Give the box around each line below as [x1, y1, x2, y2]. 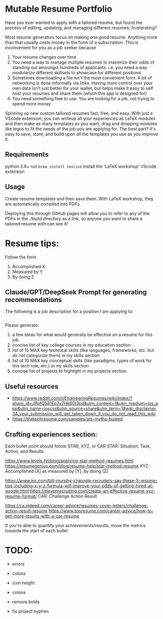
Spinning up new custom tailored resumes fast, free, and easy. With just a [5, 110, 153, 116]
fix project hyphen [12, 608, 49, 614]
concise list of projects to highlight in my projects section [12, 368, 127, 374]
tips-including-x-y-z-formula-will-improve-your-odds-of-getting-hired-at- [5, 483, 154, 489]
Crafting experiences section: [5, 430, 97, 438]
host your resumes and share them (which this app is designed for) [12, 90, 147, 96]
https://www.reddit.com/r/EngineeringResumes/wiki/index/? [12, 395, 132, 401]
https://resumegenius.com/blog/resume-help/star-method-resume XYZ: [5, 463, 150, 469]
